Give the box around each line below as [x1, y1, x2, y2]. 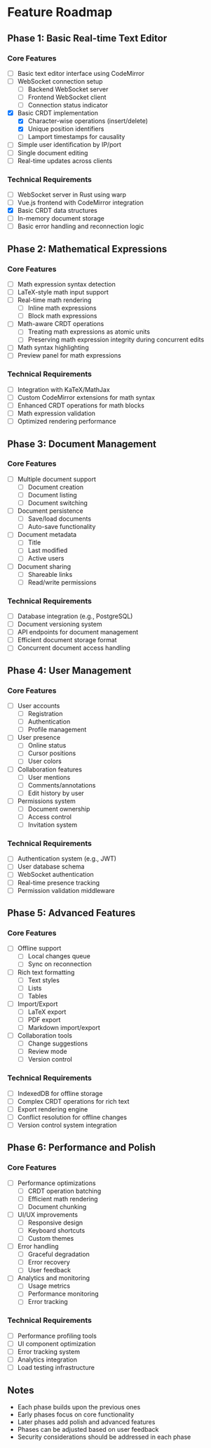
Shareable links [27, 570, 73, 578]
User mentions [27, 773, 71, 781]
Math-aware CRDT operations [17, 320, 104, 328]
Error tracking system [17, 1347, 81, 1356]
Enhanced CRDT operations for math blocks [17, 401, 145, 410]
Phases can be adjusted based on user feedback [17, 1425, 159, 1433]
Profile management [27, 725, 87, 734]
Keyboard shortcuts [27, 1226, 86, 1234]
